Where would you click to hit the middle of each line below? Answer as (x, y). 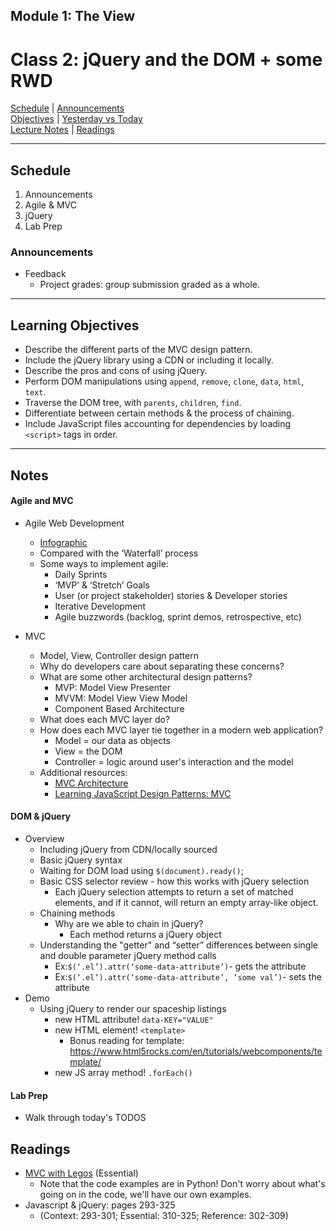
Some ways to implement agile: (104, 563)
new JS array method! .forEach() (123, 1073)
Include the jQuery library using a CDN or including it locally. (149, 360)
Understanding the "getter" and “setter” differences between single (178, 945)
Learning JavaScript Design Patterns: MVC (143, 793)
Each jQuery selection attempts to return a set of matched (174, 892)
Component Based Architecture (119, 708)
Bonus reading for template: (127, 1041)
